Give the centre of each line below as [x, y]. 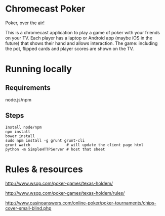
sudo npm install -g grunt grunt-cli [45, 140]
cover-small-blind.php [28, 208]
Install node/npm [24, 127]
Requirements [28, 88]
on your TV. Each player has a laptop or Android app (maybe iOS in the [79, 38]
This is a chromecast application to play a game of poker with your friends [83, 32]
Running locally [39, 69]
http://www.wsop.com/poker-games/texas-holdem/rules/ [65, 193]
